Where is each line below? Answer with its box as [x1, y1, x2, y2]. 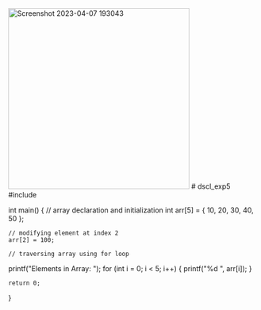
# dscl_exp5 [190, 182, 231, 191]
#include [8, 190, 37, 199]
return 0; [8, 279, 41, 287]
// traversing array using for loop [8, 250, 129, 258]
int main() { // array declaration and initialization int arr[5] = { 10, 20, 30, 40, [8, 205, 254, 215]
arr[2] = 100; [8, 236, 56, 244]
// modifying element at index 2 [8, 229, 119, 237]
